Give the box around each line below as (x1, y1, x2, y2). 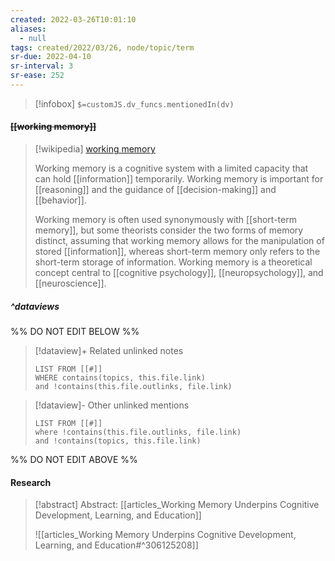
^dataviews (10, 300, 60, 312)
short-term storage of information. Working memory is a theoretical (34, 256, 313, 268)
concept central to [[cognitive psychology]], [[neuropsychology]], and (34, 267, 324, 279)
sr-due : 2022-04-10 (10, 52, 92, 62)
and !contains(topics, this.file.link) (34, 436, 202, 446)
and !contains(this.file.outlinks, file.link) (34, 382, 233, 392)
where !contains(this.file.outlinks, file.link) (34, 427, 242, 438)
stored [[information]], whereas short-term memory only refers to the (34, 246, 321, 258)
